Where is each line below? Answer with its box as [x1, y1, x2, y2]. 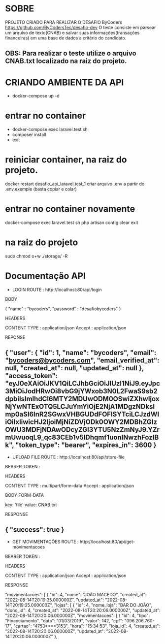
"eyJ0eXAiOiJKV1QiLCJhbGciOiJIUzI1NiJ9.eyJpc [5, 380, 160, 388]
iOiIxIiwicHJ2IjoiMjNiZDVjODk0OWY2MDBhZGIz [5, 418, 158, 426]
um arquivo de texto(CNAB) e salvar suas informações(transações [5, 30, 140, 35]
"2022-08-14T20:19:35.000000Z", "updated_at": [5, 597, 104, 603]
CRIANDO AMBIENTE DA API [5, 77, 124, 88]
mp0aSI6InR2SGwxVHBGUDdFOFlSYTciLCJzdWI [5, 410, 160, 419]
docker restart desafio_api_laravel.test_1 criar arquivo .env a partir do [5, 181, 145, 187]
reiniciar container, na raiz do [5, 154, 127, 165]
